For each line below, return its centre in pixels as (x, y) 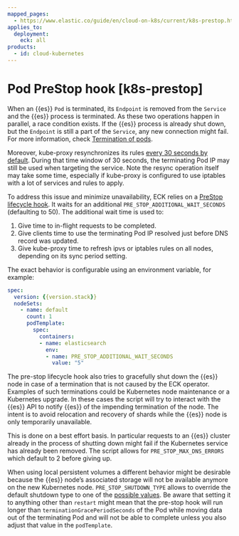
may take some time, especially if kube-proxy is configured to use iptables (117, 175)
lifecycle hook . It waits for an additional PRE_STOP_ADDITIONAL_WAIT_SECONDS (116, 204)
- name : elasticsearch (73, 343)
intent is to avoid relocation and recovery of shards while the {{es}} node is (117, 414)
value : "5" (68, 363)
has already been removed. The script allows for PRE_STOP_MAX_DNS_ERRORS (116, 451)
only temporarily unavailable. (50, 422)
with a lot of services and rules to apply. (66, 183)
